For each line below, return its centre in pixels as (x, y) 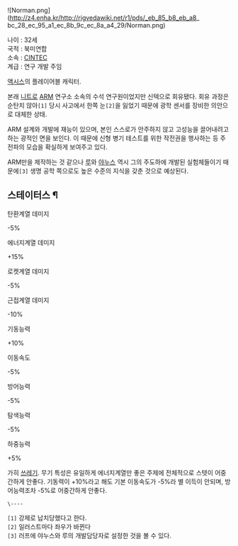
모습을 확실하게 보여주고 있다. (67, 147)
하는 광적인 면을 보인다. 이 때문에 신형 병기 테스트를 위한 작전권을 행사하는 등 (113, 138)
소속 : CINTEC (27, 57)
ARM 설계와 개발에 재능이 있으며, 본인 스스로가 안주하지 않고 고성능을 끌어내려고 (118, 129)
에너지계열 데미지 (31, 242)
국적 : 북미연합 (27, 49)
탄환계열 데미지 (28, 214)
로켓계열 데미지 (28, 271)
